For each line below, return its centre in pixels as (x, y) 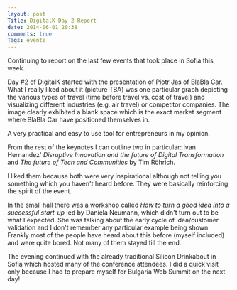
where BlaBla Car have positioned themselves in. (79, 120)
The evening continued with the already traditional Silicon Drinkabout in (112, 257)
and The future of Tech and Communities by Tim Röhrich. (92, 162)
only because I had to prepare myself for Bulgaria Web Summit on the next (116, 272)
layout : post (27, 14)
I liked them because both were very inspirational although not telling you (115, 176)
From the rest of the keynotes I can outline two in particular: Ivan (102, 147)
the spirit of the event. (40, 191)
